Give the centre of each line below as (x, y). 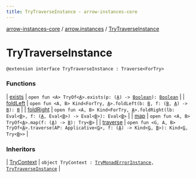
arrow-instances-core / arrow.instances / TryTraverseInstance (83, 29)
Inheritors (21, 149)
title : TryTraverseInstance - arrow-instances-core (72, 12)
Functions (21, 84)
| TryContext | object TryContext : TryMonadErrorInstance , (80, 162)
